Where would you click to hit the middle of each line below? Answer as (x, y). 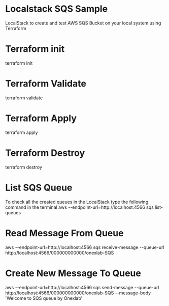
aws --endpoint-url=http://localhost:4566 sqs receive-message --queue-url (85, 247)
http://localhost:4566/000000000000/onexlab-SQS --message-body (78, 293)
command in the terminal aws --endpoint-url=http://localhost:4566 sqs (79, 207)
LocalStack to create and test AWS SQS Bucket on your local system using (83, 23)
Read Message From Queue (64, 233)
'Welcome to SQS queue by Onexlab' (44, 298)
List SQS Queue (39, 188)
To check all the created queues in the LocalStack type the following (77, 202)
